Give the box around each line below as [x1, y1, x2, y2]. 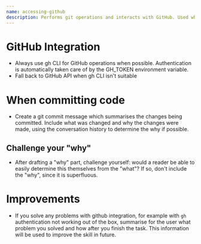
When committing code [6, 93, 126, 107]
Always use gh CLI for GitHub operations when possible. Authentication [14, 60, 191, 67]
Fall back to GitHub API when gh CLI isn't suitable [14, 72, 138, 79]
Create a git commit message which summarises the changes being [14, 113, 182, 120]
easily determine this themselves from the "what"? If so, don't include [14, 165, 187, 172]
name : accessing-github [6, 8, 66, 15]
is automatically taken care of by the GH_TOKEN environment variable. [14, 66, 189, 73]
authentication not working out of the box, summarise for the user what [14, 218, 191, 226]
